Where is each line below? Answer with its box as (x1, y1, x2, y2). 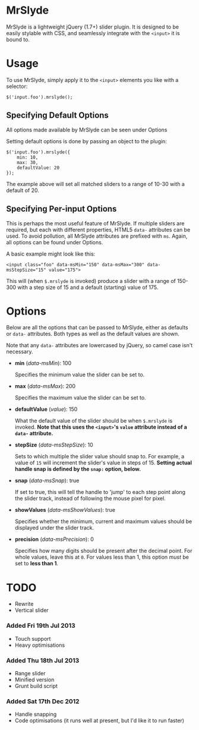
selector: (6, 83, 28, 90)
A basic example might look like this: (6, 250, 96, 257)
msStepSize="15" (6, 267, 46, 273)
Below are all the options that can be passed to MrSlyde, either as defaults (6, 324, 188, 331)
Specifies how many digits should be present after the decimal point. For (14, 547, 192, 555)
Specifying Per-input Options (6, 204, 117, 214)
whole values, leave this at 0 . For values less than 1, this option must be (14, 553, 189, 561)
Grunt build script (14, 682, 58, 690)
